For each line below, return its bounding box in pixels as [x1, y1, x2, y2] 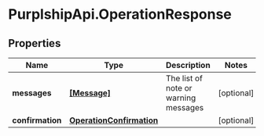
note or [165, 83, 192, 93]
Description [165, 60, 211, 70]
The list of [165, 73, 203, 84]
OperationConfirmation [69, 115, 159, 126]
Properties [8, 37, 61, 50]
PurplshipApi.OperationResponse [8, 5, 232, 23]
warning [165, 92, 196, 103]
